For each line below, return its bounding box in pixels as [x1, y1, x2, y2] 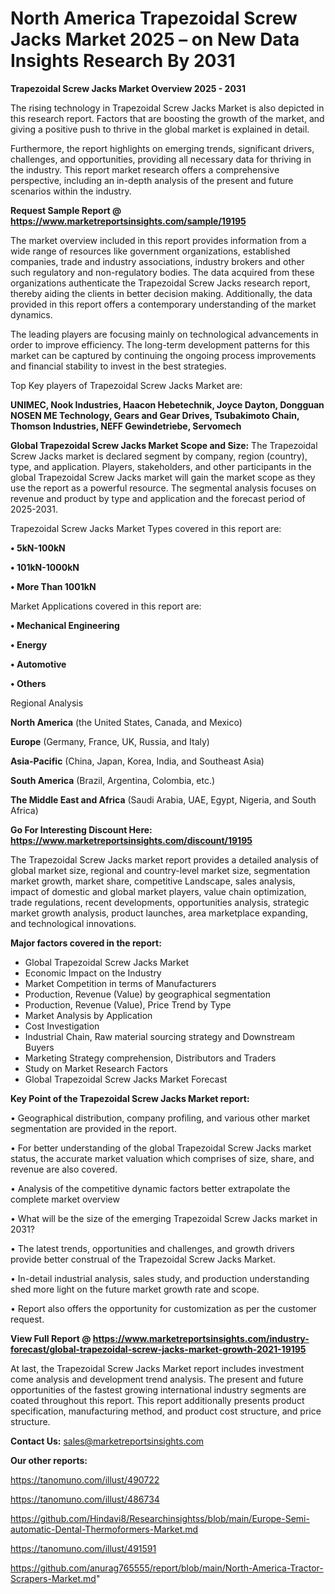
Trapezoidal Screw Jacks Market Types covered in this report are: [10, 522, 282, 534]
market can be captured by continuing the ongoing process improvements [10, 349, 317, 361]
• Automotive [10, 658, 67, 670]
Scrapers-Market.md [10, 1572, 97, 1584]
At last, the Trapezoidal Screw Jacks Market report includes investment [10, 1362, 305, 1374]
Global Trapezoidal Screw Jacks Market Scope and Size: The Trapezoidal [10, 439, 318, 451]
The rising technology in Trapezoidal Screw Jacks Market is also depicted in [10, 102, 325, 114]
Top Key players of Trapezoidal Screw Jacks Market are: [10, 379, 243, 391]
